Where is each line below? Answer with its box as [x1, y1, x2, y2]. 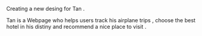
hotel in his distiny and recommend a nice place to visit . [6, 23, 147, 30]
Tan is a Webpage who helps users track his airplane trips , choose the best [6, 17, 196, 23]
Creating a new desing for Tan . [6, 5, 85, 12]
